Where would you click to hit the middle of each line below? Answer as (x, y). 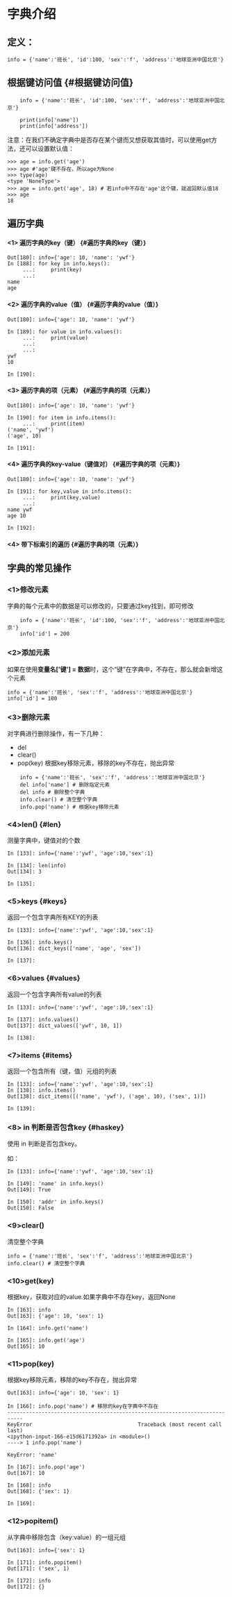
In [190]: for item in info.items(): (62, 417)
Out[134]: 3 (24, 872)
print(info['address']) (54, 126)
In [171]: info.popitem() (44, 1562)
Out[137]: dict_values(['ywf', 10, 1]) (65, 1026)
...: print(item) (54, 424)
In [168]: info (29, 1486)
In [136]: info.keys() (40, 943)
